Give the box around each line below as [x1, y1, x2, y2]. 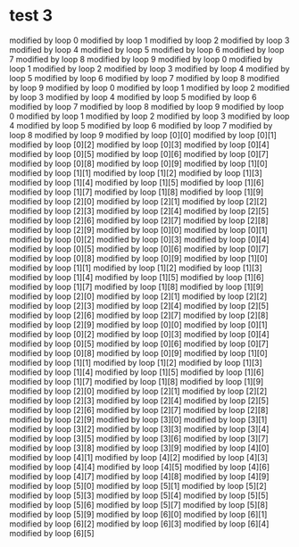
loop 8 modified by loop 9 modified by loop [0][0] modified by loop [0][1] [9, 129, 277, 140]
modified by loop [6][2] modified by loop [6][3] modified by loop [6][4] [9, 518, 270, 529]
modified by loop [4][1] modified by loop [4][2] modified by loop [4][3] [9, 452, 269, 462]
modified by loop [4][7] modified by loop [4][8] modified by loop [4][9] [9, 470, 270, 482]
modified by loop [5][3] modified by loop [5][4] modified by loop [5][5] [9, 490, 270, 501]
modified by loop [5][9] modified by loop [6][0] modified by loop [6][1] [9, 509, 268, 519]
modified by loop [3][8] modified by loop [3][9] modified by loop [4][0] [9, 443, 270, 453]
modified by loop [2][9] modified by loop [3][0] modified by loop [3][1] [9, 414, 268, 425]
